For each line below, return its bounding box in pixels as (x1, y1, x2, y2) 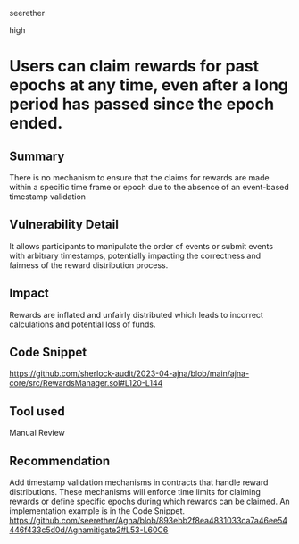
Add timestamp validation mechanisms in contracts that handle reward (9, 477, 269, 488)
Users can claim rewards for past (9, 56, 260, 77)
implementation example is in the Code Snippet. (9, 506, 186, 516)
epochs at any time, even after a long (9, 75, 288, 96)
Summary (9, 148, 65, 163)
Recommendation (9, 453, 110, 468)
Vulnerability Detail (9, 217, 119, 232)
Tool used (9, 404, 65, 419)
